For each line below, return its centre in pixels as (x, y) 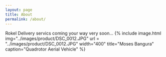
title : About (19, 14)
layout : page (19, 10)
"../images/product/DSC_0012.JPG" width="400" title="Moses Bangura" (80, 44)
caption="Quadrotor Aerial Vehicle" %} (45, 49)
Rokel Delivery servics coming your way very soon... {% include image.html (83, 33)
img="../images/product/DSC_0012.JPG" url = (52, 38)
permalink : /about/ (26, 19)
